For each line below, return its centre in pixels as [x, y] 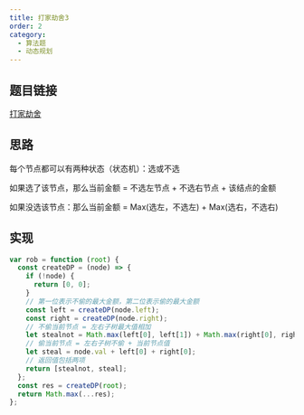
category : [28, 34]
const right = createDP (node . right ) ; [97, 318]
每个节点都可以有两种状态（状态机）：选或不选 [95, 168]
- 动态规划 [35, 52]
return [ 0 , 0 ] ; [62, 285]
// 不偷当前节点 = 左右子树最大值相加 [88, 326]
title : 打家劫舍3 [39, 18]
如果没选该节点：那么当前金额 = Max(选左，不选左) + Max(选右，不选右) [144, 207]
